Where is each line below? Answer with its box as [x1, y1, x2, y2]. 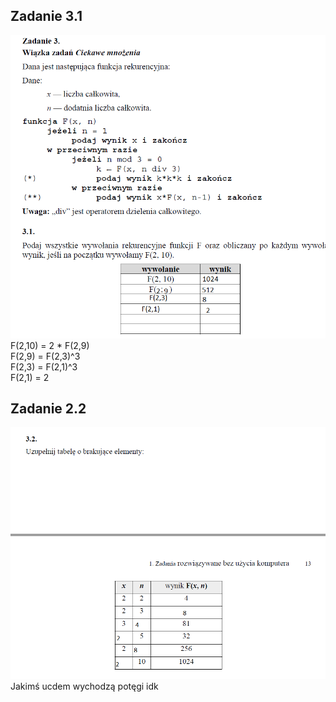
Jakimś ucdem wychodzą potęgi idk [10, 680, 159, 693]
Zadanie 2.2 [10, 400, 87, 417]
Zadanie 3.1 [10, 8, 83, 25]
